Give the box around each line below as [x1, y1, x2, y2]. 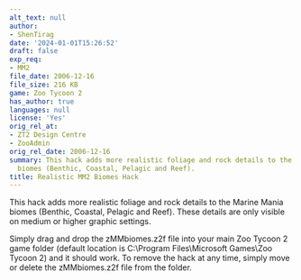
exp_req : [9, 55, 42, 64]
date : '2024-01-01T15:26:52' [9, 38, 119, 48]
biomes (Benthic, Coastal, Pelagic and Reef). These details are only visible [9, 206, 286, 217]
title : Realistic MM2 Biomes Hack [9, 172, 140, 181]
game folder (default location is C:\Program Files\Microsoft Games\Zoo [9, 243, 273, 254]
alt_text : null [9, 13, 67, 23]
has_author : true [9, 96, 75, 106]
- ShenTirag [9, 30, 54, 39]
